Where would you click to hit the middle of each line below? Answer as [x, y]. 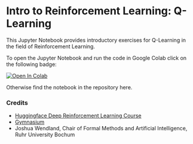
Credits [17, 102]
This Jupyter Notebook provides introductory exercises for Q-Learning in [96, 40]
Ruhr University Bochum [45, 134]
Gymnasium [30, 122]
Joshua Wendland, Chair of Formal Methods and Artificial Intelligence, [101, 129]
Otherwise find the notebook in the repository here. [69, 87]
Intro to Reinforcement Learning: [89, 11]
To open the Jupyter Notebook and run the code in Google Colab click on [96, 58]
